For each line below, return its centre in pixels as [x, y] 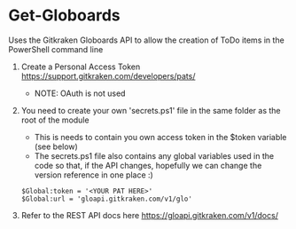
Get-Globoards [64, 16]
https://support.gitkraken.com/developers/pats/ [108, 75]
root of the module [55, 120]
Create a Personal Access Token [81, 67]
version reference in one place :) [94, 175]
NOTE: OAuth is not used [80, 93]
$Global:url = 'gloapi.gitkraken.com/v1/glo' [106, 199]
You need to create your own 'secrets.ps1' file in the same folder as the [151, 110]
